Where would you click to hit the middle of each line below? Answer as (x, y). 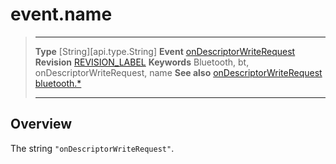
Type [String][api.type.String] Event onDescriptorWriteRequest (165, 51)
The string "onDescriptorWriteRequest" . (92, 148)
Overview (41, 124)
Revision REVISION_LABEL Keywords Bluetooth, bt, (142, 62)
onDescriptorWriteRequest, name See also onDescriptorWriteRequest (178, 72)
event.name (61, 14)
